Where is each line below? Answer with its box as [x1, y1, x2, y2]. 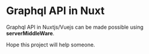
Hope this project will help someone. [6, 41, 96, 48]
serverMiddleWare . [6, 29, 55, 36]
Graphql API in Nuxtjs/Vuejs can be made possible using [6, 23, 144, 31]
